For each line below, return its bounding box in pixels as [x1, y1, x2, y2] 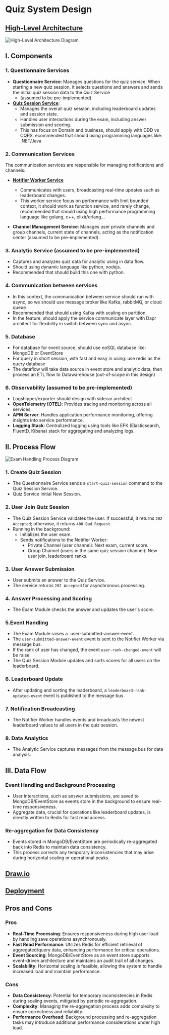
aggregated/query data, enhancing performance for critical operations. [12, 946, 160, 953]
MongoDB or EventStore [12, 350, 63, 356]
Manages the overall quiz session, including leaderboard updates [20, 105, 156, 111]
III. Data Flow [5, 766, 46, 775]
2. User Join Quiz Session [5, 504, 70, 511]
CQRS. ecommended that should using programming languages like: [20, 132, 162, 138]
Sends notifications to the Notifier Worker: [20, 536, 108, 543]
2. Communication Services [5, 150, 75, 158]
